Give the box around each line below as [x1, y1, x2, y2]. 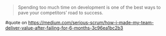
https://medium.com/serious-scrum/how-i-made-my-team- [28, 20, 154, 25]
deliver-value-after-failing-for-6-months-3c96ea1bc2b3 [5, 25, 123, 31]
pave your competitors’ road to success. [17, 10, 103, 16]
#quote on [5, 20, 27, 25]
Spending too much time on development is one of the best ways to [17, 5, 161, 10]
